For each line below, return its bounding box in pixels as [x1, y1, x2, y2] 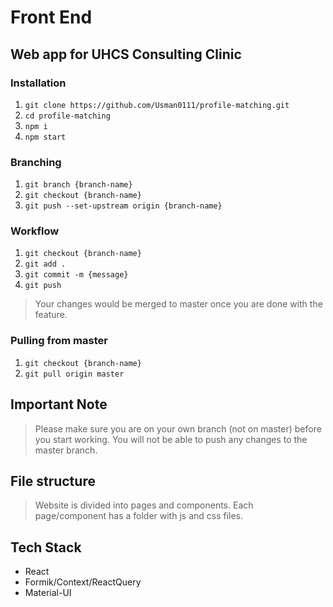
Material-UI [24, 587, 72, 599]
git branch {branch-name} [24, 180, 133, 190]
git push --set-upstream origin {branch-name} [24, 201, 223, 211]
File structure [10, 472, 96, 490]
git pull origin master [24, 369, 125, 379]
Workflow [10, 224, 60, 238]
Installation [10, 76, 67, 90]
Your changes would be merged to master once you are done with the [34, 298, 323, 310]
